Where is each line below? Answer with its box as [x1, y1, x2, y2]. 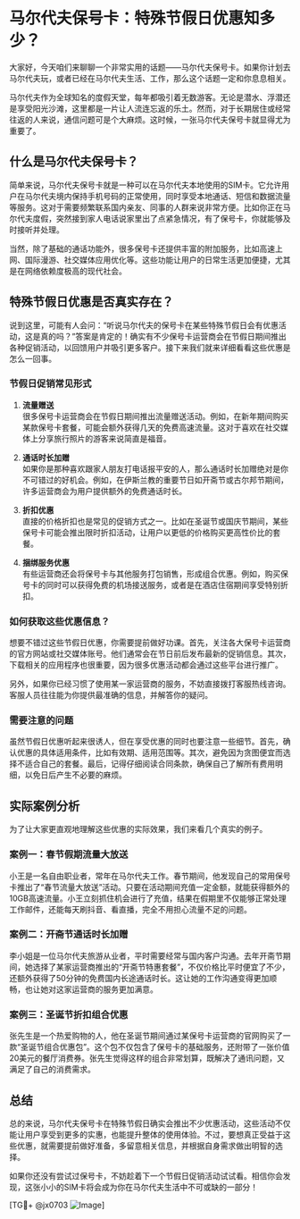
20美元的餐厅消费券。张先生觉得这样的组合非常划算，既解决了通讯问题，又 [9, 1053, 286, 1063]
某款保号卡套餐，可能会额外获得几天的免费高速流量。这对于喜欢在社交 [21, 422, 281, 433]
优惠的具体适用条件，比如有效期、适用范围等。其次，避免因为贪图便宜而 [16, 747, 283, 758]
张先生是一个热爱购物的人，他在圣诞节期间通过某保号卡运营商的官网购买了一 [9, 1030, 291, 1041]
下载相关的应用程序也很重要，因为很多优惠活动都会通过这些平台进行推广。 [9, 660, 283, 670]
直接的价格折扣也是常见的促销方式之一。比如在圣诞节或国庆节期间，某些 [21, 516, 288, 526]
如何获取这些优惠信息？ [9, 615, 110, 627]
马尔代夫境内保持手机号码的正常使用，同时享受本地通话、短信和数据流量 [24, 190, 291, 201]
